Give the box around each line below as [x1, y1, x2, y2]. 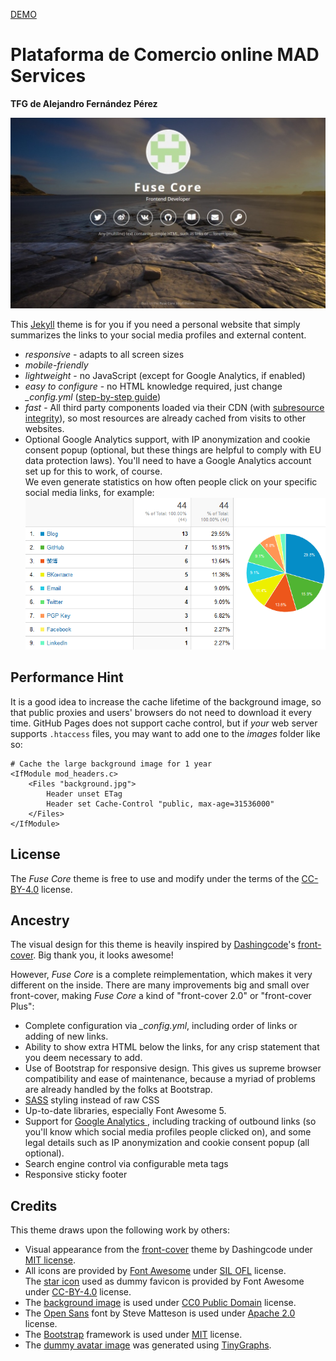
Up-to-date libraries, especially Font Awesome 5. [24, 1105, 227, 1117]
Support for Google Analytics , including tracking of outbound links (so [24, 1115, 317, 1128]
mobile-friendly [24, 359, 89, 371]
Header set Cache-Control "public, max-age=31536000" [46, 799, 275, 809]
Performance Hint [10, 669, 124, 686]
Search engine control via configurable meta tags [24, 1158, 229, 1170]
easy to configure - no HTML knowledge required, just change [24, 380, 283, 393]
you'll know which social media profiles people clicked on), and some [24, 1126, 312, 1138]
